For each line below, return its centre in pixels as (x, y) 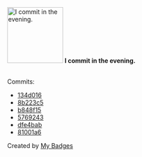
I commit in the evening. (100, 61)
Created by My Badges (40, 145)
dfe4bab (30, 125)
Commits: (21, 82)
